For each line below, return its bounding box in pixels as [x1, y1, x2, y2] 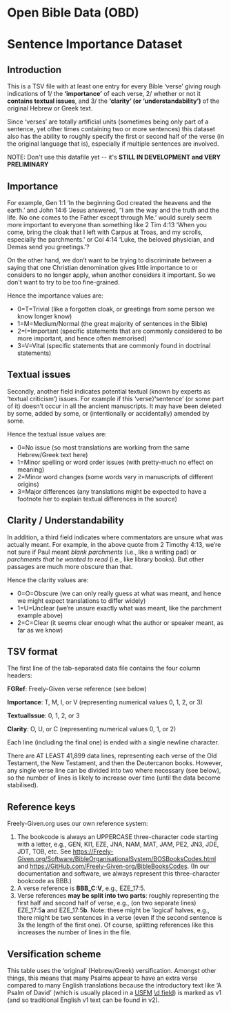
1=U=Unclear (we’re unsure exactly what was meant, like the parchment [17, 604, 222, 612]
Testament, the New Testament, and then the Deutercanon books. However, [7, 759, 223, 767]
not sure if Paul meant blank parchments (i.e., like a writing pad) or [7, 548, 197, 556]
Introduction [7, 64, 62, 75]
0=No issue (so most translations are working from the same [17, 443, 190, 452]
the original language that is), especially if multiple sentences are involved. [7, 139, 219, 148]
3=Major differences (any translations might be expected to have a [17, 487, 207, 495]
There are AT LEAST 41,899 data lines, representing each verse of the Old [7, 751, 217, 760]
